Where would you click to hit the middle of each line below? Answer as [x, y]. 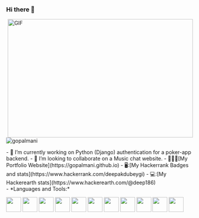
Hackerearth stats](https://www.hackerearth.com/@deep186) [81, 182]
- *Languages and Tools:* [38, 189]
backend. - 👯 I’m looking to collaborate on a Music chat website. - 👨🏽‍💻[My [97, 159]
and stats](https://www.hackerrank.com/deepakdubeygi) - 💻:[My [86, 174]
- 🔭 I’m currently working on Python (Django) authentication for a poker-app [99, 152]
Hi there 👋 [21, 9]
